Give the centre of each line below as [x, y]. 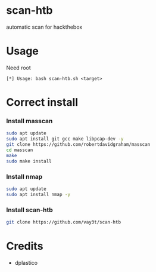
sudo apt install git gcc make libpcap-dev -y [65, 139]
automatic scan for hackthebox [44, 27]
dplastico [26, 262]
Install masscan [29, 121]
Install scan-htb [30, 210]
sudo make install [29, 161]
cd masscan [20, 150]
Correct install [42, 103]
